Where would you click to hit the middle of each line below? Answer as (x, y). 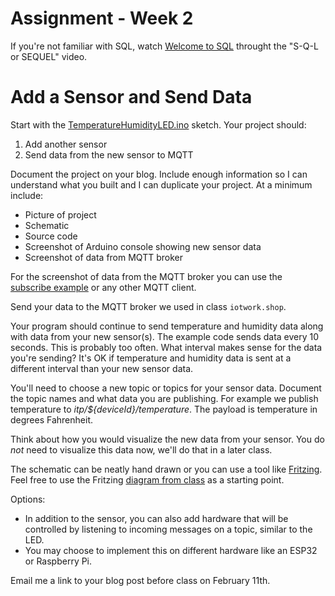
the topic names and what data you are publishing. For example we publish (164, 398)
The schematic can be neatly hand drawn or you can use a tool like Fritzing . (166, 469)
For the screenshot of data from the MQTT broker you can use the (146, 276)
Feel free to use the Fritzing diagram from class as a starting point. (147, 479)
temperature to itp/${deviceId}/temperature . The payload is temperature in (164, 409)
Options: (28, 499)
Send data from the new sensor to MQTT (109, 154)
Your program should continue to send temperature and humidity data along (167, 326)
